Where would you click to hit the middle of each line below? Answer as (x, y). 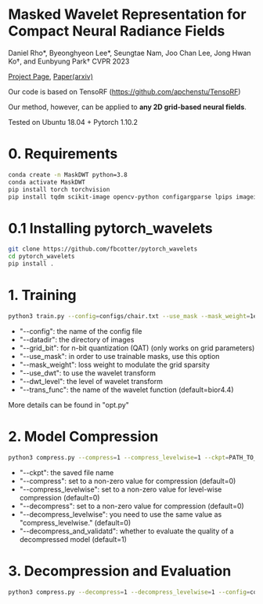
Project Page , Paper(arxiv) (51, 76)
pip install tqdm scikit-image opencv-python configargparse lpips (121, 197)
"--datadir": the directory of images (77, 339)
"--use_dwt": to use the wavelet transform (88, 373)
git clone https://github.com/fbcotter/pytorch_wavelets (103, 249)
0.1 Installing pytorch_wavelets (110, 228)
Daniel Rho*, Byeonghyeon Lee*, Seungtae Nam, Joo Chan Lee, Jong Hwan (130, 53)
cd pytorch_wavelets (42, 257)
